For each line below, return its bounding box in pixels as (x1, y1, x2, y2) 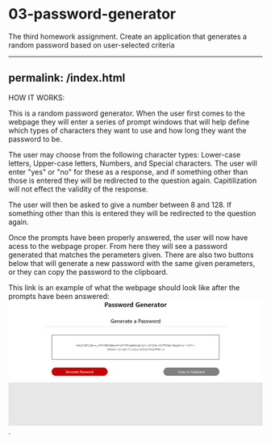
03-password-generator (8, 5, 176, 23)
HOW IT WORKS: (8, 92, 65, 102)
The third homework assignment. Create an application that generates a (8, 32, 248, 41)
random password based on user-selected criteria (8, 40, 175, 49)
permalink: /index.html (8, 71, 126, 85)
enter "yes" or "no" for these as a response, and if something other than (8, 167, 248, 176)
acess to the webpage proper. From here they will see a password (8, 241, 227, 251)
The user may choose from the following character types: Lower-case (8, 150, 241, 159)
